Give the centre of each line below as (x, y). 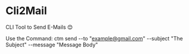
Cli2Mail (26, 11)
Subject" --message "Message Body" (52, 45)
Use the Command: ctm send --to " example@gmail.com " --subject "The (94, 38)
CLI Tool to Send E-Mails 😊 (39, 27)
